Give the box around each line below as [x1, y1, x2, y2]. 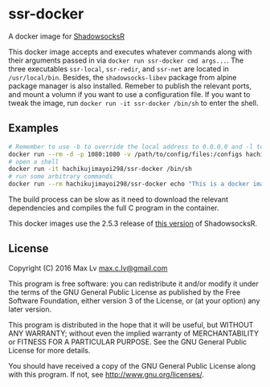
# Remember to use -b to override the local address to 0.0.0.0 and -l [8, 142, 253, 151]
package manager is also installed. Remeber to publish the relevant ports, [8, 81, 252, 91]
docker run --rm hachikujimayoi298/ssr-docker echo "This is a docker [8, 180, 250, 189]
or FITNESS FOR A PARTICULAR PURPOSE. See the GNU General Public [8, 336, 247, 346]
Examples [8, 121, 59, 135]
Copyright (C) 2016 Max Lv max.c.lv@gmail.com [8, 263, 168, 273]
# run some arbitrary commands [8, 173, 113, 181]
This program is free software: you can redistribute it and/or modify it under [8, 279, 259, 288]
